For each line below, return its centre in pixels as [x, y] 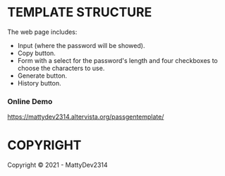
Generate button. [42, 76]
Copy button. [37, 53]
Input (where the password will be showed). [81, 45]
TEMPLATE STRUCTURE [80, 12]
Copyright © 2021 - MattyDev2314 [57, 165]
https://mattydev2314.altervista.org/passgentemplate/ [86, 117]
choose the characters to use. [61, 68]
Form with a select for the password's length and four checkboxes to [117, 60]
